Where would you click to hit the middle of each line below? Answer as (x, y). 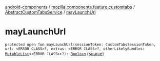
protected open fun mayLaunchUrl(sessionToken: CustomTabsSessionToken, (80, 45)
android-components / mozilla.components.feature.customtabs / (70, 7)
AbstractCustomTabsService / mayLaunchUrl (50, 12)
